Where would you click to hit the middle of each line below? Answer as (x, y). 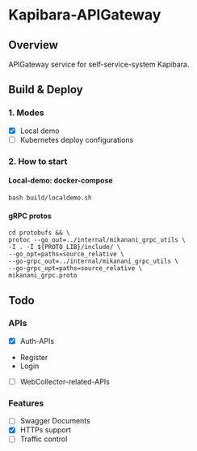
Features (26, 403)
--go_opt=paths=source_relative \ (67, 254)
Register (34, 357)
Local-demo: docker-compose (61, 181)
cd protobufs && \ (39, 233)
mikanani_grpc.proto (43, 276)
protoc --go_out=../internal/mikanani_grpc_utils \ (97, 240)
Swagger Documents (55, 421)
